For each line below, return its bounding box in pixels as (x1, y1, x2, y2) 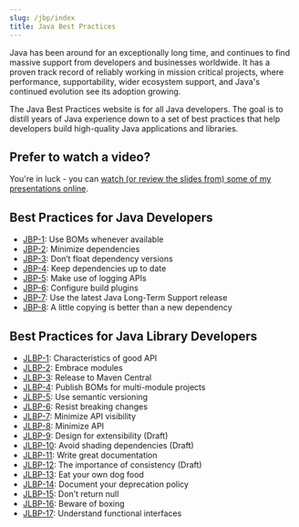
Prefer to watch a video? (9, 149, 151, 164)
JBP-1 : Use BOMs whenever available (22, 234, 164, 245)
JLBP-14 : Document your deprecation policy (22, 479, 190, 490)
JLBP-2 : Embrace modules (22, 362, 123, 373)
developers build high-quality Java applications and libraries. (9, 122, 239, 133)
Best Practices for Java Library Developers (9, 328, 258, 343)
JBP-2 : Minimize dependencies (22, 244, 140, 255)
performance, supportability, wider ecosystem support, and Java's (9, 76, 261, 87)
